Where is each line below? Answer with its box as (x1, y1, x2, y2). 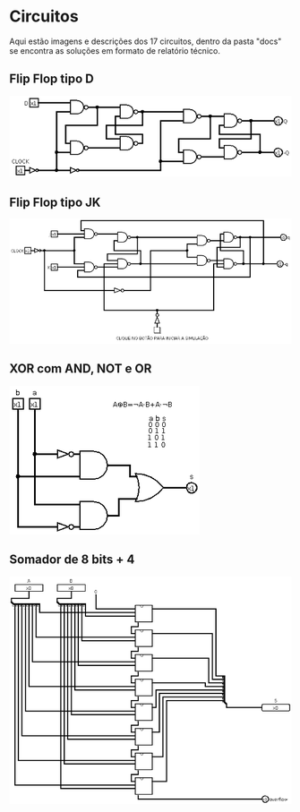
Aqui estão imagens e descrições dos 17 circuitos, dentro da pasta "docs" (9, 36, 282, 47)
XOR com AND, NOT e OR (9, 361, 152, 377)
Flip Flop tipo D (9, 72, 94, 87)
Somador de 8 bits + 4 (9, 552, 135, 568)
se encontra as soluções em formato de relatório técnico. (9, 45, 221, 56)
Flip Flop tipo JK (9, 194, 101, 209)
